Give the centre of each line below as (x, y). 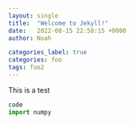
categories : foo (35, 60)
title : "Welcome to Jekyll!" (59, 23)
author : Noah (30, 38)
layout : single (33, 16)
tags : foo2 (26, 68)
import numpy (30, 112)
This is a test (29, 90)
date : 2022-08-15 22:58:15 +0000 (67, 30)
